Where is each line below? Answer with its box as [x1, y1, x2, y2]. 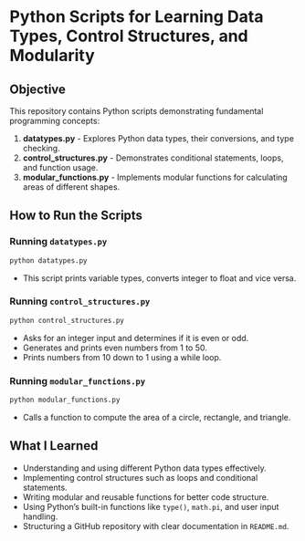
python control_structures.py [9, 316, 125, 325]
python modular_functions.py [9, 395, 121, 405]
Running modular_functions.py [9, 374, 146, 387]
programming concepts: [9, 116, 100, 126]
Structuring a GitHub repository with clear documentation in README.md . [22, 520, 289, 531]
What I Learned [9, 438, 99, 453]
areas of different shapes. [22, 182, 121, 192]
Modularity [9, 46, 96, 66]
